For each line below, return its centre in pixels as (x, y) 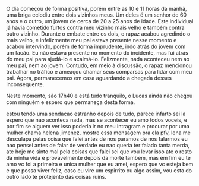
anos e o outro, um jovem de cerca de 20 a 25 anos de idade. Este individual (100, 21)
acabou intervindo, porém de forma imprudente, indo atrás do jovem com (96, 46)
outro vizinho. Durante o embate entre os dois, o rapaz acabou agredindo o (98, 34)
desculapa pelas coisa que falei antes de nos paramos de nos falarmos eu (97, 139)
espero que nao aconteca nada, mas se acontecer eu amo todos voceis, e (97, 120)
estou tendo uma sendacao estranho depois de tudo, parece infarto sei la (96, 114)
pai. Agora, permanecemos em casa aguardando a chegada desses (89, 78)
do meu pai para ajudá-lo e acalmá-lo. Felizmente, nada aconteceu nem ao (98, 59)
